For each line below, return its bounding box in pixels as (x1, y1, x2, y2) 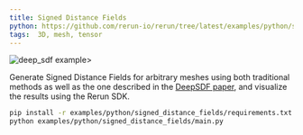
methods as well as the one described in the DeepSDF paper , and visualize (9, 82, 288, 93)
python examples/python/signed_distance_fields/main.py (9, 117, 224, 126)
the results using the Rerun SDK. (9, 91, 131, 102)
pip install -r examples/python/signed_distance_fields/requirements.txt (9, 109, 293, 118)
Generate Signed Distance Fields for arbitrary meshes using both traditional (9, 72, 290, 83)
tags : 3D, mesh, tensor (9, 30, 103, 39)
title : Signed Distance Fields (9, 13, 127, 22)
